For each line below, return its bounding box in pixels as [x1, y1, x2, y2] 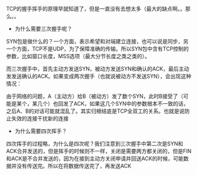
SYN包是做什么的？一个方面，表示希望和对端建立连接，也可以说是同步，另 [6, 38, 189, 44]
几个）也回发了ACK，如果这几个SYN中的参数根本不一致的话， [37, 100, 189, 107]
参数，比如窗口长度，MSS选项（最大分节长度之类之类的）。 [6, 53, 150, 59]
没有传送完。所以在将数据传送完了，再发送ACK [16, 163, 132, 169]
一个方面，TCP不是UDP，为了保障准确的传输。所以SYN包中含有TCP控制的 [6, 45, 189, 52]
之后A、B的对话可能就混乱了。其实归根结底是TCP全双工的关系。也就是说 [6, 107, 185, 114]
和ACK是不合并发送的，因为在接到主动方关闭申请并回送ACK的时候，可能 [6, 155, 184, 162]
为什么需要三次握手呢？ [14, 26, 72, 32]
